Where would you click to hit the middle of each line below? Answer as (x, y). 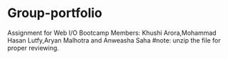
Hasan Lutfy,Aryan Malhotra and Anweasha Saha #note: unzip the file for (114, 40)
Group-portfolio (55, 13)
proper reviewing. (33, 48)
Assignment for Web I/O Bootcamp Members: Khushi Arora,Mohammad (112, 33)
